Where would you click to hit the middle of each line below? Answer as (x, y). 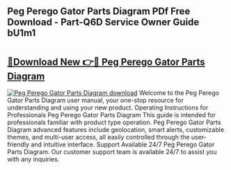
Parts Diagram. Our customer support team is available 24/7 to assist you (112, 152)
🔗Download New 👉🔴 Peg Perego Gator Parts (106, 62)
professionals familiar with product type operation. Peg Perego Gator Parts (114, 122)
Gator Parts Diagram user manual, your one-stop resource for (95, 100)
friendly (18, 144)
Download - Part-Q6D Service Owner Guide (103, 23)
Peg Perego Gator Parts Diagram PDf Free (99, 11)
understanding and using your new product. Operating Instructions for (108, 108)
